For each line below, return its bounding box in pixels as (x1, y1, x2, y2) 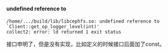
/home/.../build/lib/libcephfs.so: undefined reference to (6, 18, 160, 24)
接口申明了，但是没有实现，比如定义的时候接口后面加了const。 (6, 40, 165, 48)
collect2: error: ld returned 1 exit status (6, 29, 122, 35)
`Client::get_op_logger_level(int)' (6, 24, 100, 30)
